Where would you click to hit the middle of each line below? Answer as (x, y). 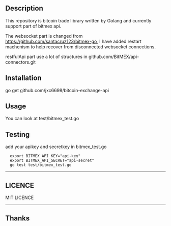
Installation (23, 78)
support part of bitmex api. (33, 26)
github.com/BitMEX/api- (114, 56)
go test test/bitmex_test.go (41, 165)
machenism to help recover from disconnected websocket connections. (81, 47)
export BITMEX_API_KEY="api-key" (45, 156)
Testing (18, 134)
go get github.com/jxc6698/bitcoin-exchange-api (57, 90)
